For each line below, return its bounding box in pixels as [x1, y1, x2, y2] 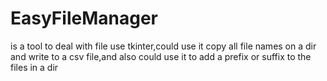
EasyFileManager [10, 7, 158, 30]
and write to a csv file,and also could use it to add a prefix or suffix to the [10, 50, 312, 62]
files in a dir [10, 61, 59, 73]
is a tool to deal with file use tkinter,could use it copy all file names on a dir [10, 40, 317, 52]
